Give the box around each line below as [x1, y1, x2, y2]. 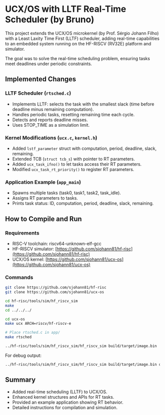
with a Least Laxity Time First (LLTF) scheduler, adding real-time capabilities [5, 35, 160, 41]
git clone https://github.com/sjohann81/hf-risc [5, 285, 107, 290]
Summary [5, 376, 36, 384]
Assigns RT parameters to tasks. [12, 195, 78, 201]
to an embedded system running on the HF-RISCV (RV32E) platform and [5, 40, 151, 46]
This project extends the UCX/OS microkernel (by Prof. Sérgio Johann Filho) [5, 30, 159, 36]
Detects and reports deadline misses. [12, 117, 88, 123]
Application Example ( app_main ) [5, 178, 82, 185]
